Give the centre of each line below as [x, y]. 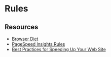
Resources [21, 27]
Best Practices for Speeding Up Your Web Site [59, 49]
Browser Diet [25, 39]
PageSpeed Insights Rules [38, 44]
